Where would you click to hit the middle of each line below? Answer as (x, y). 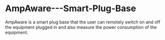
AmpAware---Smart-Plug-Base (71, 9)
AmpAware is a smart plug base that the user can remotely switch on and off (83, 22)
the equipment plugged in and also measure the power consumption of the (81, 27)
